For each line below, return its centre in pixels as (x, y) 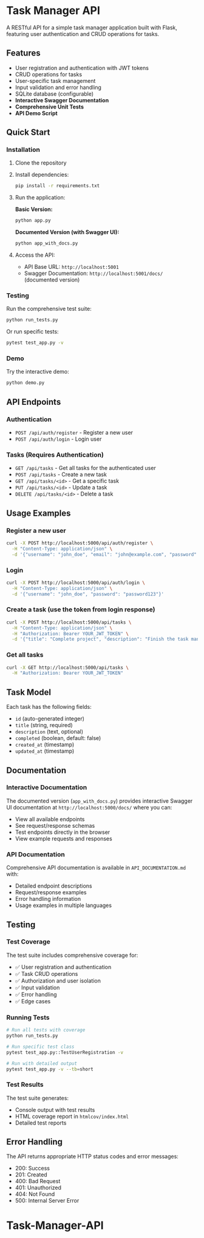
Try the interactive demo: (38, 372)
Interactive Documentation (47, 788)
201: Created (31, 1175)
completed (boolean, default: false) (58, 738)
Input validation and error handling (58, 87)
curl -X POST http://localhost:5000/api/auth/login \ (76, 583)
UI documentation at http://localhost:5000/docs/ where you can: (89, 807)
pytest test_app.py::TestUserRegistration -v (65, 1052)
